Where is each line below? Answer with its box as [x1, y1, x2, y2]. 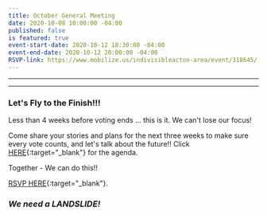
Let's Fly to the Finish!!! [8, 97, 101, 108]
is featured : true [8, 33, 69, 42]
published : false [8, 26, 66, 34]
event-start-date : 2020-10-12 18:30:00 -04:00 [8, 41, 165, 49]
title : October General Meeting [8, 11, 115, 20]
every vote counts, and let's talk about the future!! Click [8, 139, 190, 149]
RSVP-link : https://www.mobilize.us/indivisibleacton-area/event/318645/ [8, 57, 258, 64]
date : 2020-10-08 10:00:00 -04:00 [8, 19, 123, 27]
